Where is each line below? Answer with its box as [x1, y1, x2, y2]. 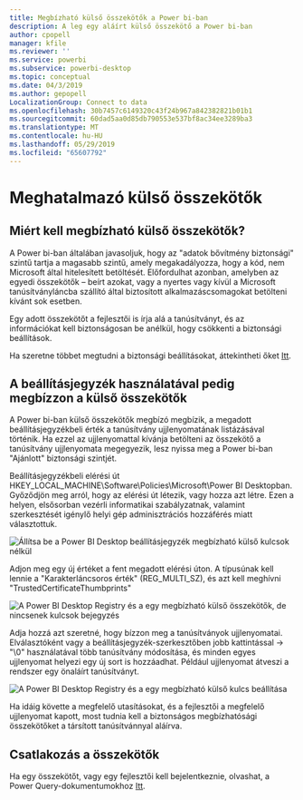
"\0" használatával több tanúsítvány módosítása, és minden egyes [9, 647, 256, 658]
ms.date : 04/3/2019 [9, 81, 83, 90]
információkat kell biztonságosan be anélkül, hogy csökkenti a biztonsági [9, 323, 282, 334]
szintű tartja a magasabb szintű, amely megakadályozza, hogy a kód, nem [9, 257, 285, 268]
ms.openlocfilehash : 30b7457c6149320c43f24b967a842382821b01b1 [9, 106, 253, 115]
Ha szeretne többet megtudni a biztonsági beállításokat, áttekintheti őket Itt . [9, 350, 292, 361]
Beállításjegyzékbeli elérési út [9, 471, 120, 482]
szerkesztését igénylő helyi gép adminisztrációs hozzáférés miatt [9, 509, 253, 520]
